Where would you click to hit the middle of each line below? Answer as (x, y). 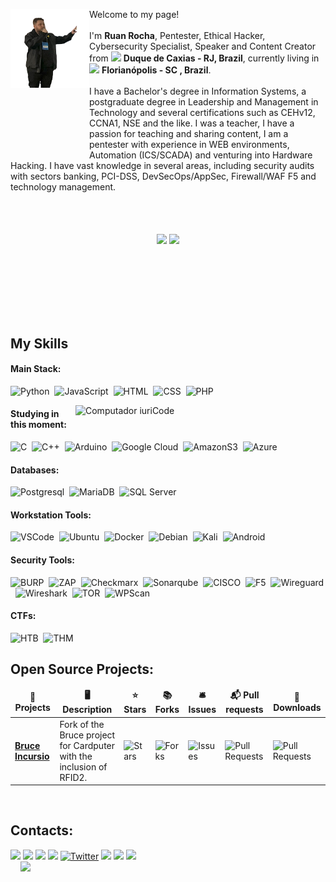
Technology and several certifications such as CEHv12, (202, 112)
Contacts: (42, 830)
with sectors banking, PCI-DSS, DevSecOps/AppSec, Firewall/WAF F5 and (163, 176)
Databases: (35, 470)
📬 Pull (244, 695)
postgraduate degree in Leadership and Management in (204, 102)
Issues (202, 710)
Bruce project (87, 735)
